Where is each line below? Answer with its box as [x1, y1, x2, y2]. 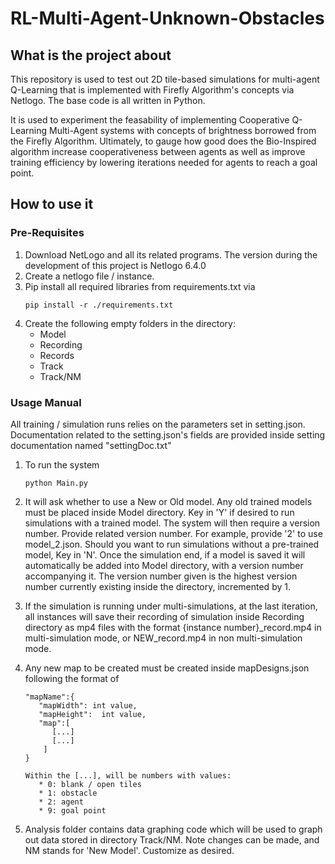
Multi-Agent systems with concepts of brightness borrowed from [49, 125, 317, 136]
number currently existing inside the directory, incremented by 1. [24, 580, 291, 592]
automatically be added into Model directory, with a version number [24, 559, 304, 571]
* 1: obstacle [38, 788, 98, 798]
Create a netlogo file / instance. [24, 270, 155, 282]
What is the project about [10, 47, 172, 64]
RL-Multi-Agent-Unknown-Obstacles [10, 7, 325, 30]
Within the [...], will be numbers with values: [24, 770, 232, 781]
